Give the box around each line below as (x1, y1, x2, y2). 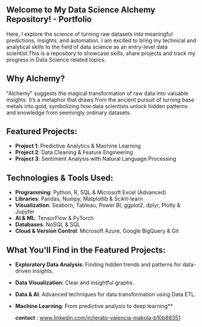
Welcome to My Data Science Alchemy (6, 5, 155, 15)
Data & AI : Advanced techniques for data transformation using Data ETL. (15, 291, 197, 298)
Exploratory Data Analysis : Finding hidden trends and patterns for (15, 261, 181, 268)
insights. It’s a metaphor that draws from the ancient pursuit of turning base (6, 96, 195, 103)
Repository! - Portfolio (6, 15, 92, 25)
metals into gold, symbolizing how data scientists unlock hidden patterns (6, 102, 188, 109)
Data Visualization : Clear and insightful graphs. (15, 279, 134, 287)
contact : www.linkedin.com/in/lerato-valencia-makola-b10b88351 (15, 314, 181, 322)
